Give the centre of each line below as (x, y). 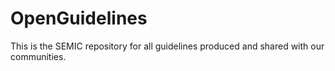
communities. (38, 56)
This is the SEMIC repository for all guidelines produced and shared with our (167, 46)
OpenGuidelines (79, 18)
